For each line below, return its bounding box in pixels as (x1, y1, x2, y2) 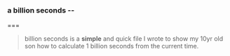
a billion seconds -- (7, 6, 75, 15)
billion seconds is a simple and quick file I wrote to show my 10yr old (24, 35, 223, 43)
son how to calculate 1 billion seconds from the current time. (24, 42, 199, 50)
